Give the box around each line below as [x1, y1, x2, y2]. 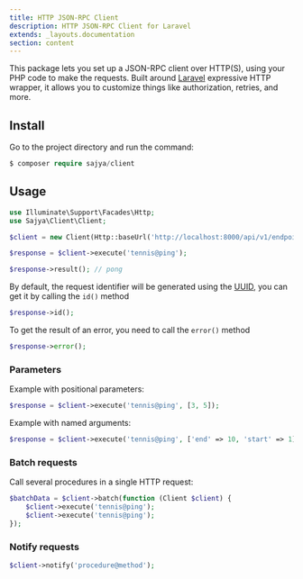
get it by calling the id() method [9, 291, 130, 302]
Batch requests [9, 456, 78, 468]
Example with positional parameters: [9, 384, 144, 394]
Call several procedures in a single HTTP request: [9, 476, 194, 487]
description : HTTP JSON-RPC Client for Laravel [9, 22, 192, 31]
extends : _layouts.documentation [9, 30, 135, 39]
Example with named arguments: [9, 418, 132, 429]
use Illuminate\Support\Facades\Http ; [9, 208, 155, 217]
